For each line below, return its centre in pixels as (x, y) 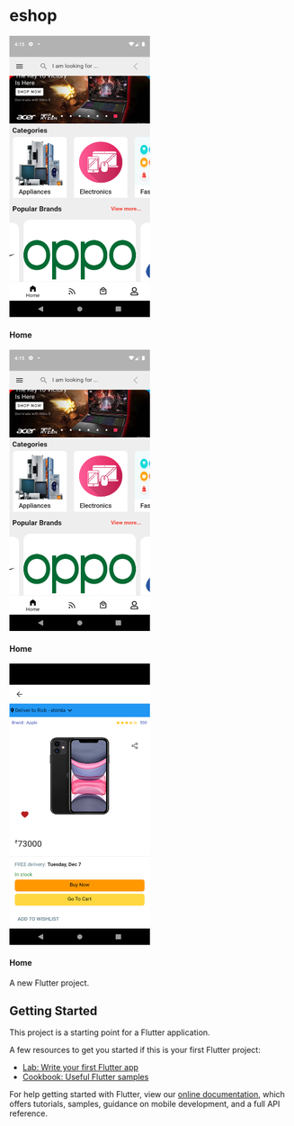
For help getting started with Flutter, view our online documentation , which (147, 1094)
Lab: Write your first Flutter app (80, 1067)
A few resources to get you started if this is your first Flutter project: (135, 1050)
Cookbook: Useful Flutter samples (85, 1077)
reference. (28, 1113)
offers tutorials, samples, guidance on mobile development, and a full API (145, 1104)
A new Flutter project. (49, 983)
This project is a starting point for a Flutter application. (110, 1032)
